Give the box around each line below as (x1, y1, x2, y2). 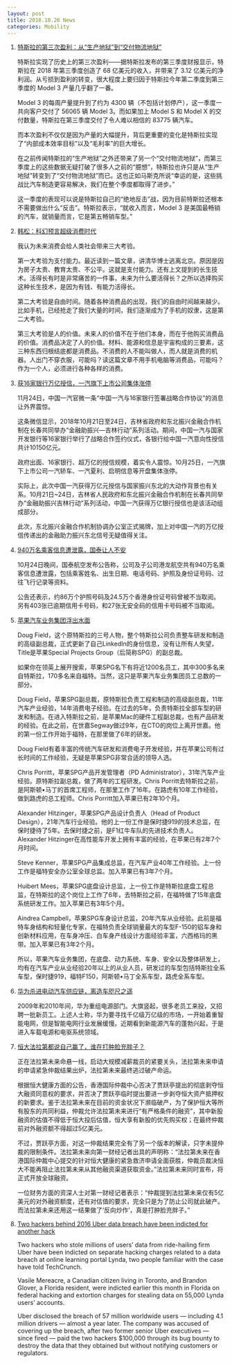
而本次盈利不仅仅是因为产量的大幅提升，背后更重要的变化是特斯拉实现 (17, 131, 218, 139)
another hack (17, 1227, 55, 1235)
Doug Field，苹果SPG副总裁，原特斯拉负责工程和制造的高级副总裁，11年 (17, 696, 224, 704)
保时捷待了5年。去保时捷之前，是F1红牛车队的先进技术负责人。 (17, 826, 197, 835)
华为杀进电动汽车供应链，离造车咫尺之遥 (17, 987, 133, 996)
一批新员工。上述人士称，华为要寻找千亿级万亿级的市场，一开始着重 (23, 1010, 218, 1019)
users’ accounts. (17, 1299, 65, 1307)
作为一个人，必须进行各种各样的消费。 (17, 364, 127, 372)
